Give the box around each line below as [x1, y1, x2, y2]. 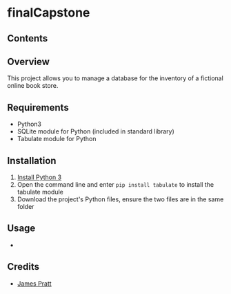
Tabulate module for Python [17, 135, 97, 143]
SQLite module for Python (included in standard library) [17, 127, 174, 136]
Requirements [7, 102, 69, 113]
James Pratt [17, 279, 52, 288]
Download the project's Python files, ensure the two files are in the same [17, 195, 224, 203]
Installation [7, 154, 57, 167]
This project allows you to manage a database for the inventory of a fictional [7, 74, 224, 82]
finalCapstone [7, 5, 90, 21]
